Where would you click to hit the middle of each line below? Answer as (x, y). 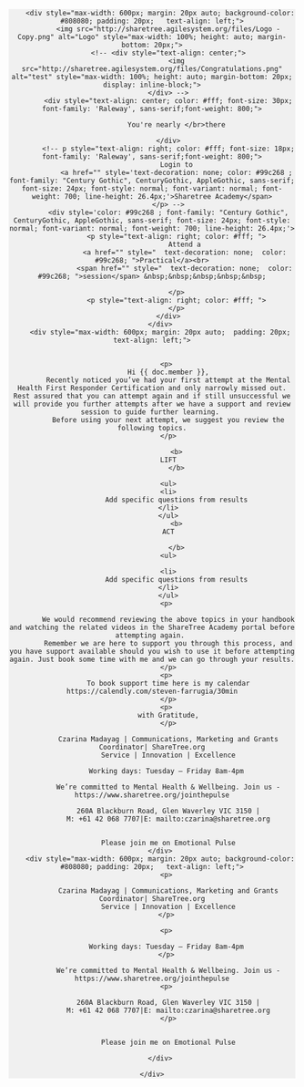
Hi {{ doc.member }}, (169, 372)
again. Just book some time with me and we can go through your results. (152, 659)
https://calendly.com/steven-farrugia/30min (152, 691)
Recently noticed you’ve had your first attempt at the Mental (168, 380)
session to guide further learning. (150, 412)
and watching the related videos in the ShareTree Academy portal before (152, 627)
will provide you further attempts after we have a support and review (152, 404)
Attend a (184, 244)
